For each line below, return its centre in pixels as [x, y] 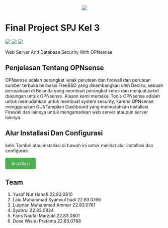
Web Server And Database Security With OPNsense [59, 52]
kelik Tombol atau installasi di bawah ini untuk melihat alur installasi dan [79, 145]
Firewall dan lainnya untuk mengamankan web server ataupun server [77, 112]
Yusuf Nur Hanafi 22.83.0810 [43, 194]
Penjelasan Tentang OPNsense [55, 68]
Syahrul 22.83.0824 [33, 210]
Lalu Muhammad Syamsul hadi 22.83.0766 [57, 200]
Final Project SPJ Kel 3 [53, 28]
